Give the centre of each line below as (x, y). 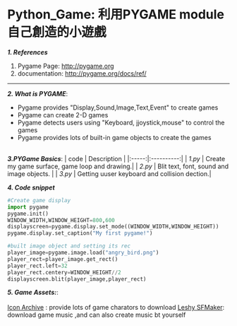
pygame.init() (28, 214)
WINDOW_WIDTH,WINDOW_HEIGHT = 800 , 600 (61, 220)
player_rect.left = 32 (38, 266)
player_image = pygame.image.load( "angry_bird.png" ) (83, 253)
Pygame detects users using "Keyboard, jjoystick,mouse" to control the (121, 122)
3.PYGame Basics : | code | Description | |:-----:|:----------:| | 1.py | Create (116, 158)
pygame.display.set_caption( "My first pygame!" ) (80, 233)
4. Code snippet (31, 187)
